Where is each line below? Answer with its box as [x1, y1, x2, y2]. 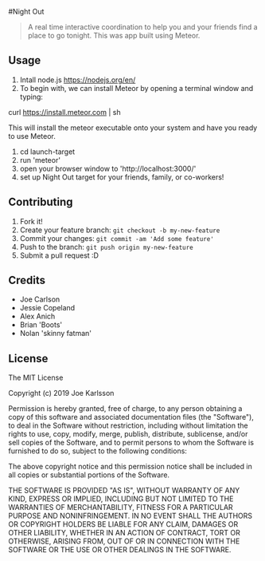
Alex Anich [19, 311, 56, 322]
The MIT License [8, 373, 64, 382]
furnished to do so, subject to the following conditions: [8, 446, 187, 456]
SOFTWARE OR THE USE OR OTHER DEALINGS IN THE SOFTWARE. [8, 545, 232, 555]
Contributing [8, 196, 73, 209]
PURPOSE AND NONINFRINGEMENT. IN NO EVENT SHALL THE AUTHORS [8, 511, 253, 521]
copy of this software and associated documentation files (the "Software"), [8, 413, 255, 422]
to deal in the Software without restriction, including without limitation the [8, 421, 248, 430]
